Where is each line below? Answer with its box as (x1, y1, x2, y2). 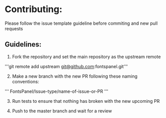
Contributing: (5, 4, 63, 15)
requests (5, 25, 23, 31)
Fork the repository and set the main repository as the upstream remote (12, 53, 161, 60)
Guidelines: (5, 40, 42, 49)
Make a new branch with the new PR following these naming (12, 73, 138, 79)
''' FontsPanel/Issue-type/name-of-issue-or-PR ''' (5, 88, 109, 94)
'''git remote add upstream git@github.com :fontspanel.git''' (5, 63, 128, 69)
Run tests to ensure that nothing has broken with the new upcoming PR (12, 98, 160, 104)
